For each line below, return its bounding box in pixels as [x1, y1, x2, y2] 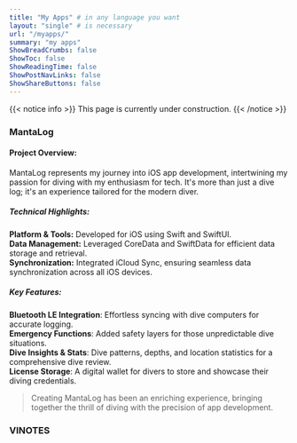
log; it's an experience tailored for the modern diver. [9, 186, 199, 196]
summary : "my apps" [9, 37, 82, 47]
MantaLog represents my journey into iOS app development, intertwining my [9, 167, 288, 178]
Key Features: [9, 287, 62, 297]
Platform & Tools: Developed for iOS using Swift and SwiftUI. [9, 228, 232, 240]
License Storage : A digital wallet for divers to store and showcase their [9, 366, 269, 376]
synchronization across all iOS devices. [9, 266, 152, 277]
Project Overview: [9, 147, 77, 158]
